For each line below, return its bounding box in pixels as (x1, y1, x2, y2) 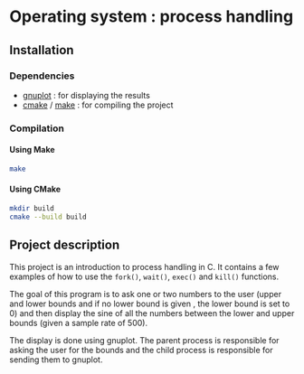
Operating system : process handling (9, 6, 294, 27)
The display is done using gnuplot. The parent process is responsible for (9, 334, 280, 345)
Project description (9, 238, 120, 253)
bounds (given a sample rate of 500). (9, 317, 147, 328)
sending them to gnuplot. (9, 354, 103, 365)
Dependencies (9, 70, 75, 82)
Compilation (9, 122, 65, 135)
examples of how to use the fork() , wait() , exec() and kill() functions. (9, 271, 280, 282)
